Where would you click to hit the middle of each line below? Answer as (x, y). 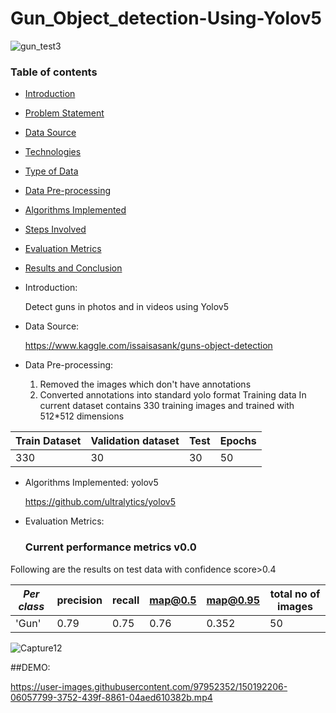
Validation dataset (135, 441)
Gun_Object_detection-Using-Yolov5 (166, 18)
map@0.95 (233, 600)
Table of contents (54, 72)
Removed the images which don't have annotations (145, 384)
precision (79, 600)
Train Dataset (48, 441)
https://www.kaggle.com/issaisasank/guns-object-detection (148, 346)
